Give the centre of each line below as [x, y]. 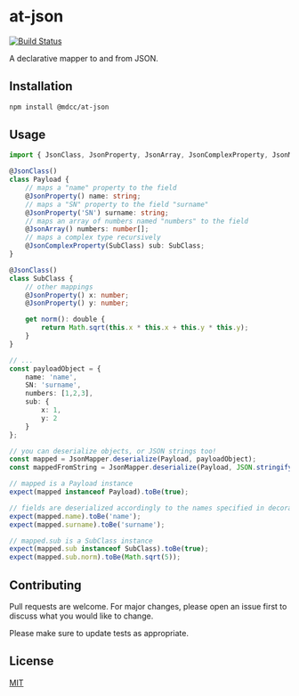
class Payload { [39, 180]
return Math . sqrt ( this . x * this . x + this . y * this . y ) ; [145, 328]
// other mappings [59, 287]
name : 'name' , [51, 377]
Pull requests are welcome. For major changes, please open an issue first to [148, 606]
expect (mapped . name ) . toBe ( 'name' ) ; [75, 516]
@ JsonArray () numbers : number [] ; [87, 229]
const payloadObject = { [55, 368]
